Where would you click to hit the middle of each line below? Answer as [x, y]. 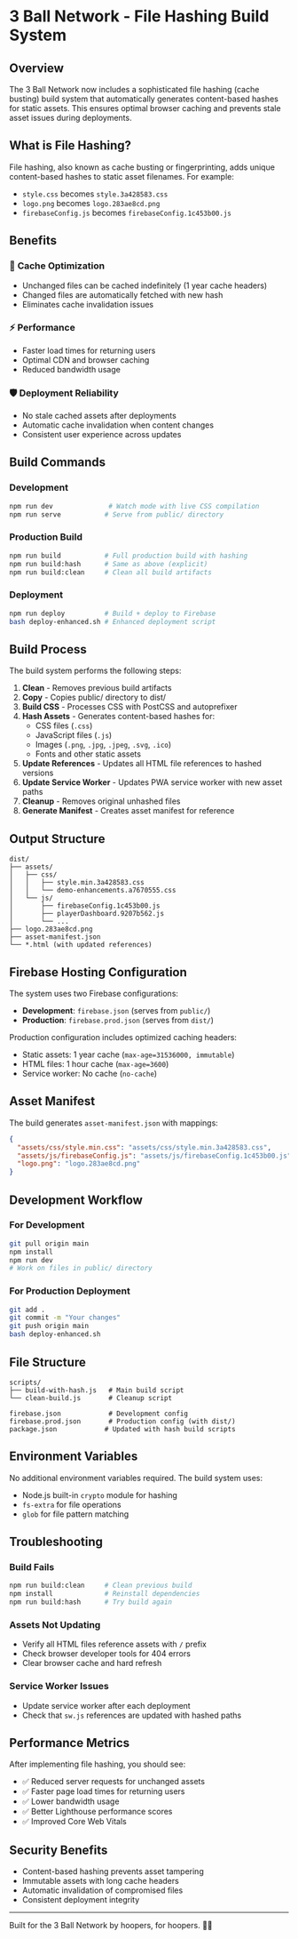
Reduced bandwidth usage [71, 369]
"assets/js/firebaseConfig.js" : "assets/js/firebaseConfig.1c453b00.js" [154, 1156]
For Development [47, 1225]
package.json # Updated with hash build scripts [123, 1429]
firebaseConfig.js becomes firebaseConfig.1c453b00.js [127, 212]
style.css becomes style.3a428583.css [95, 194]
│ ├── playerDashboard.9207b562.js [87, 914]
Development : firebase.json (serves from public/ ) [116, 1010]
